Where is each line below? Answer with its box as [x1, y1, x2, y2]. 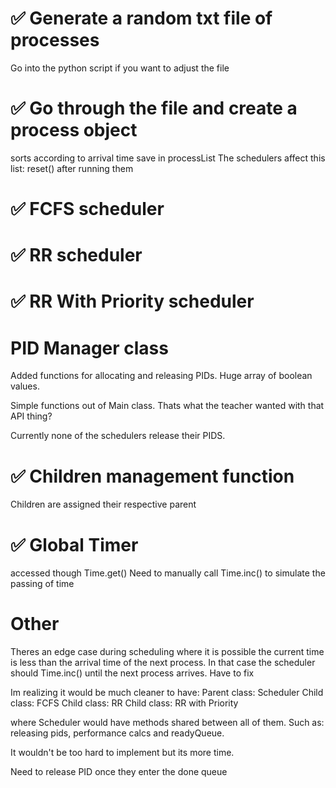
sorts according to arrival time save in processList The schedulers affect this [10, 152, 326, 164]
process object [10, 119, 138, 142]
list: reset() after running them [10, 162, 134, 174]
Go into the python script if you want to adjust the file [10, 62, 230, 74]
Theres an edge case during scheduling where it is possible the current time [10, 646, 325, 658]
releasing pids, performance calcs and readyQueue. [10, 727, 225, 739]
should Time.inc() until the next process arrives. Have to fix [10, 667, 255, 679]
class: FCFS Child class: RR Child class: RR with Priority [10, 697, 239, 709]
